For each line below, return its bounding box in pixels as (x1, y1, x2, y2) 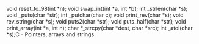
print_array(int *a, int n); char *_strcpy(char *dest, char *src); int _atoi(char (6, 24, 194, 31)
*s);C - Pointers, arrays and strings (6, 31, 95, 38)
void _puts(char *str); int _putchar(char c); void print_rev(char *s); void (6, 11, 184, 19)
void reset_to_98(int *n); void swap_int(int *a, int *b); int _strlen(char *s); (6, 5, 188, 12)
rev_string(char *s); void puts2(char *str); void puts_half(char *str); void (6, 18, 186, 25)
